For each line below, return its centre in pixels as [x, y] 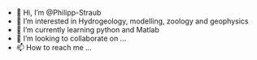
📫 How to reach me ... [54, 47]
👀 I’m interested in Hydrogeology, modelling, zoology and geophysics [132, 21]
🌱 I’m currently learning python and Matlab [88, 30]
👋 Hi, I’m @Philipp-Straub [59, 13]
